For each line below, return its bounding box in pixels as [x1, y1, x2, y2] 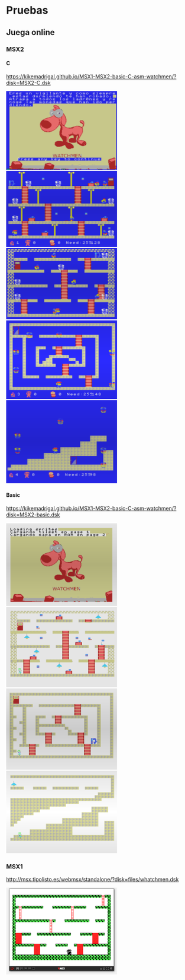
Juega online [6, 27, 55, 37]
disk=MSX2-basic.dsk [6, 511, 60, 518]
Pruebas [6, 4, 48, 17]
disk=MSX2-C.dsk [6, 79, 51, 86]
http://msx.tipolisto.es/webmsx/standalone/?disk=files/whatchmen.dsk [6, 876, 179, 883]
